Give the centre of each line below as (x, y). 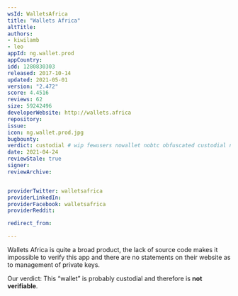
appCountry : (25, 60)
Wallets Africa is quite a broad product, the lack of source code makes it (113, 250)
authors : (20, 34)
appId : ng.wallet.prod (41, 54)
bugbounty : (23, 139)
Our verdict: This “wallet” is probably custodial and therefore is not (105, 278)
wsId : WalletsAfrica (38, 14)
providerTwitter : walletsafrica (55, 191)
